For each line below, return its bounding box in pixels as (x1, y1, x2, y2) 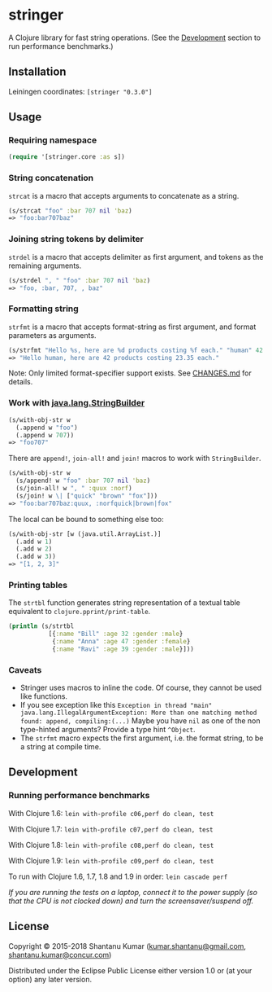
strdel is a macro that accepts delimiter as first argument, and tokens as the (8, 252, 264, 261)
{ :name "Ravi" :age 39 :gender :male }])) (51, 645, 195, 653)
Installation (8, 65, 67, 79)
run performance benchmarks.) (8, 41, 114, 50)
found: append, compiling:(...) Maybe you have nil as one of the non (19, 716, 261, 726)
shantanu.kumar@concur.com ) (8, 950, 112, 959)
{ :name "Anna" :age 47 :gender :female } (51, 638, 191, 646)
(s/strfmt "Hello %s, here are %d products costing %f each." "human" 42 (8, 346, 264, 354)
